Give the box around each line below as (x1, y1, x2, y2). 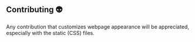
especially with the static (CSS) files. (6, 29, 95, 36)
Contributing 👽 (6, 5, 63, 15)
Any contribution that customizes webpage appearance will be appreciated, (6, 23, 190, 30)
